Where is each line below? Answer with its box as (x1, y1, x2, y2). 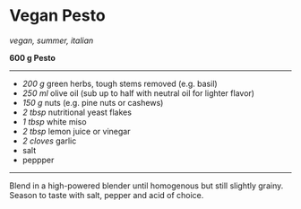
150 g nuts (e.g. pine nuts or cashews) (21, 97, 164, 108)
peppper (21, 154, 55, 165)
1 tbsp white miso (21, 116, 87, 126)
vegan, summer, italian (9, 35, 94, 46)
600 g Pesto (9, 52, 56, 63)
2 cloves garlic (21, 135, 77, 146)
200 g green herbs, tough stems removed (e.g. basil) (21, 78, 218, 89)
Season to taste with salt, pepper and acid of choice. (9, 189, 204, 200)
